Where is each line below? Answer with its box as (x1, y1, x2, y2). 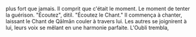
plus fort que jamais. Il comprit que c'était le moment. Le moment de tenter (5, 5, 190, 12)
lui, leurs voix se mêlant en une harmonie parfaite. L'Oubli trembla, (5, 24, 169, 31)
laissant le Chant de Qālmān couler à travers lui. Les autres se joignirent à (5, 18, 187, 24)
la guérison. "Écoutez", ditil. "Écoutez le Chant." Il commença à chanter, (5, 11, 182, 18)
